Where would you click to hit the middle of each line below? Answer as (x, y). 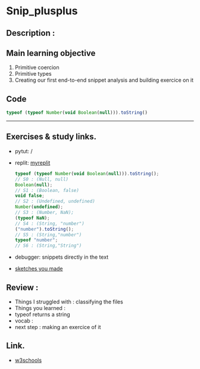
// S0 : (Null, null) (41, 179)
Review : (22, 287)
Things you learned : (40, 308)
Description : (31, 33)
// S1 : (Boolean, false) (47, 190)
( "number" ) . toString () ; (44, 229)
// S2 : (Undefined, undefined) (55, 201)
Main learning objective (51, 53)
